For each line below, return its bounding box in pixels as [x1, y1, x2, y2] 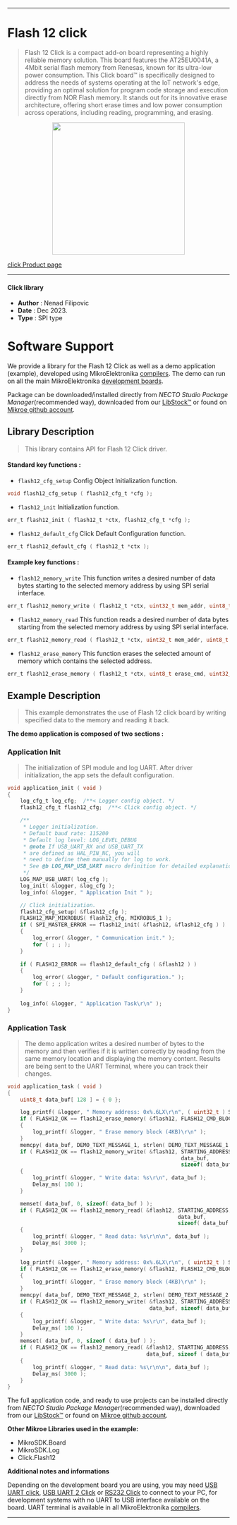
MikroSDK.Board [17, 1438, 66, 1447]
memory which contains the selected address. [17, 657, 152, 665]
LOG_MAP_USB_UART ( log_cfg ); [20, 876, 109, 883]
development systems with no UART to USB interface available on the [7, 1496, 210, 1505]
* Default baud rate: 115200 [23, 830, 109, 837]
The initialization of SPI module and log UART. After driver [24, 763, 193, 772]
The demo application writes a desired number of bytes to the [24, 1039, 205, 1047]
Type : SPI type [17, 314, 63, 322]
